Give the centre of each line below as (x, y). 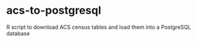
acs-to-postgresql (54, 10)
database (18, 33)
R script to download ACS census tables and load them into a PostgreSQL (99, 27)
